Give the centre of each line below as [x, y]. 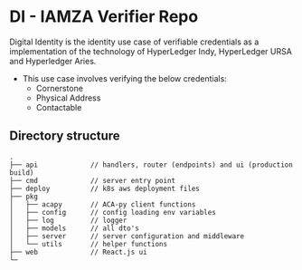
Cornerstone [60, 88]
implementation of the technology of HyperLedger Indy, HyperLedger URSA [151, 51]
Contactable [59, 107]
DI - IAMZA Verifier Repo [104, 17]
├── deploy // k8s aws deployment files [105, 188]
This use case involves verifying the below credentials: [125, 78]
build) [22, 173]
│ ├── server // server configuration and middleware [127, 236]
